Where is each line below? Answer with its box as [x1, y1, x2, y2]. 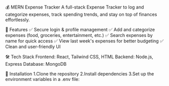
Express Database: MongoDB [5, 61, 67, 67]
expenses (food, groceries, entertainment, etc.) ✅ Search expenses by [5, 32, 153, 38]
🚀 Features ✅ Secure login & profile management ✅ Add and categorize [5, 27, 155, 32]
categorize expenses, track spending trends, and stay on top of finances [5, 12, 157, 17]
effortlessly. [5, 17, 30, 23]
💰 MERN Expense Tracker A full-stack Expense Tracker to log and [5, 4, 144, 10]
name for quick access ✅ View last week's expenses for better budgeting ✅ [5, 38, 164, 44]
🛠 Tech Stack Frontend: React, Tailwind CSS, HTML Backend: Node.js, [5, 54, 153, 60]
